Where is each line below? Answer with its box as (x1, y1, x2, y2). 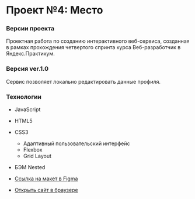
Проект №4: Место (6, 4, 103, 17)
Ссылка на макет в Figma (14, 175, 78, 182)
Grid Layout (23, 153, 51, 160)
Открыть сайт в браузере (14, 187, 78, 194)
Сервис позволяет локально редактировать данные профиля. (6, 78, 161, 85)
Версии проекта (6, 25, 55, 33)
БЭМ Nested (14, 164, 46, 171)
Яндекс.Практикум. (6, 50, 55, 57)
